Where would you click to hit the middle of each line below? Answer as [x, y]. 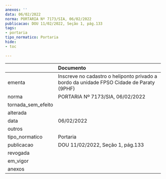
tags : [11, 28]
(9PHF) [66, 89]
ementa [17, 82]
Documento [72, 68]
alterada [17, 113]
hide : [11, 42]
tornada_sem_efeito [30, 104]
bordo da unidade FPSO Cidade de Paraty [106, 82]
